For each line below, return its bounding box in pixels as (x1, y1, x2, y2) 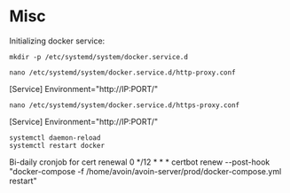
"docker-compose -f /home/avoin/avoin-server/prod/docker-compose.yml (9, 166, 282, 176)
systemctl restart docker (9, 141, 105, 150)
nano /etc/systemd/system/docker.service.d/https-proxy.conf (9, 100, 240, 110)
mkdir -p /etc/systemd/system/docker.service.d (9, 52, 189, 61)
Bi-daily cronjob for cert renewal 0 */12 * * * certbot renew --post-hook (9, 157, 270, 167)
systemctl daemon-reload (9, 133, 101, 143)
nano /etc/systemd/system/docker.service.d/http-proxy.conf (9, 68, 237, 77)
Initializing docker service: (9, 35, 106, 46)
